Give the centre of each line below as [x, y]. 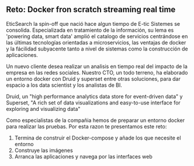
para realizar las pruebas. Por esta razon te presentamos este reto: [86, 126]
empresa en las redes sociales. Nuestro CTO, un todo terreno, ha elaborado [97, 72]
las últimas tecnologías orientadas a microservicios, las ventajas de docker [96, 42]
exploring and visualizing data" [43, 109]
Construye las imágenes [44, 150]
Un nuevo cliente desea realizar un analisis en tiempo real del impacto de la [97, 66]
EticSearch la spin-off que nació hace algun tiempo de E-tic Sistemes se [93, 23]
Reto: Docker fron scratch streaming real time [91, 10]
